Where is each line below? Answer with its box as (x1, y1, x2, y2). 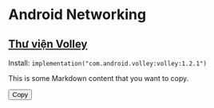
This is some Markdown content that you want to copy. (8, 74, 189, 83)
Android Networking (8, 6, 146, 24)
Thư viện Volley (8, 37, 88, 51)
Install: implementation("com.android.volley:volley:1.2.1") (8, 58, 208, 67)
